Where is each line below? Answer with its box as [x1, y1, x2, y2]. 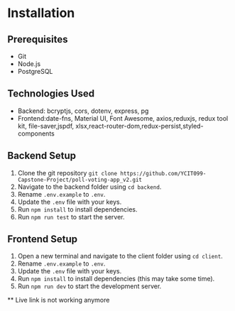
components [17, 129, 55, 138]
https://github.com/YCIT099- [120, 170, 207, 177]
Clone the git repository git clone [17, 168, 118, 177]
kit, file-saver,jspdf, [17, 121, 75, 130]
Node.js [17, 60, 41, 68]
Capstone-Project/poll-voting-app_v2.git [17, 176, 142, 183]
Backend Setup [7, 150, 77, 162]
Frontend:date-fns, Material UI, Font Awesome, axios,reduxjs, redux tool [17, 114, 229, 122]
